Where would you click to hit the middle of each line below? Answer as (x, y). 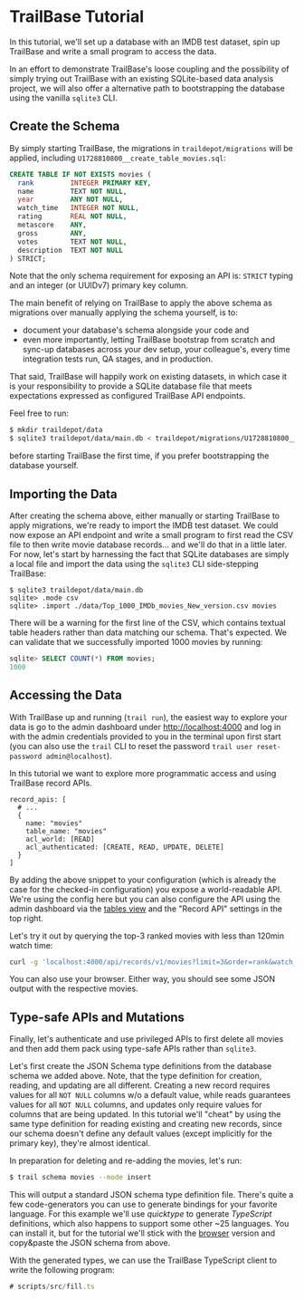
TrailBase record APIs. (51, 783)
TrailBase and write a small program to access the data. (113, 51)
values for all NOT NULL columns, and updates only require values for (136, 1105)
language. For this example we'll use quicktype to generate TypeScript (141, 1214)
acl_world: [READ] (60, 839)
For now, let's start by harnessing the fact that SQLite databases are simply (149, 554)
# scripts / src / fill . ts (52, 1287)
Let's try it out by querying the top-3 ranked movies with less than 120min (147, 936)
